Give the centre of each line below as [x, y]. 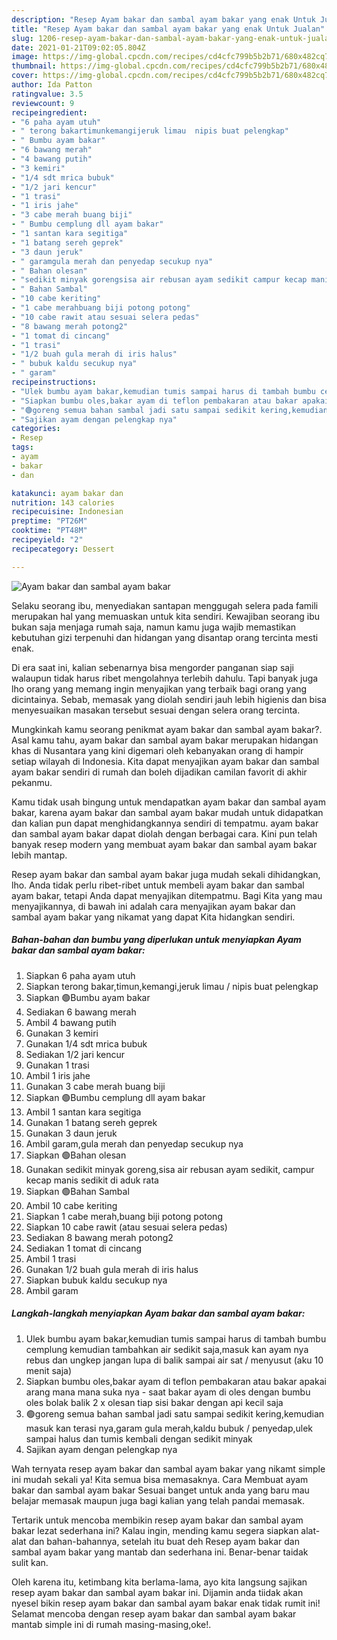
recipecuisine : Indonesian [67, 512]
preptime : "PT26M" [49, 521]
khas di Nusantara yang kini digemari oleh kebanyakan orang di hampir [157, 750]
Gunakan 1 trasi [57, 1065]
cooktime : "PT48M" [49, 531]
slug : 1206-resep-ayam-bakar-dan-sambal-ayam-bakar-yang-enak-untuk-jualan [172, 38]
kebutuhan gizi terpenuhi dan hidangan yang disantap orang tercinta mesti [165, 637]
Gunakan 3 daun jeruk [71, 1133]
